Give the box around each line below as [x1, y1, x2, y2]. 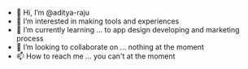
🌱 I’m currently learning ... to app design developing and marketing [15, 25, 240, 34]
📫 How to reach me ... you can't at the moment [15, 51, 176, 61]
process [15, 33, 44, 43]
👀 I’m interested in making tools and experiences [15, 16, 180, 26]
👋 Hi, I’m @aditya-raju [15, 8, 90, 17]
